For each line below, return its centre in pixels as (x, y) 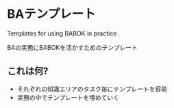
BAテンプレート (51, 14)
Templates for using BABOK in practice (62, 33)
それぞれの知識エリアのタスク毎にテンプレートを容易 (92, 89)
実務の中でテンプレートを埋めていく (68, 97)
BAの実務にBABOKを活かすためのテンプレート (73, 47)
